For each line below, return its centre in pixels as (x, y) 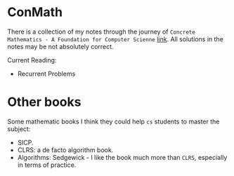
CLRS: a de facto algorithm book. (65, 150)
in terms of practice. (47, 165)
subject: (19, 129)
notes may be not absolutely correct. (60, 46)
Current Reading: (32, 60)
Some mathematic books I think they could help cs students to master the (113, 121)
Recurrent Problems (46, 74)
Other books (44, 102)
